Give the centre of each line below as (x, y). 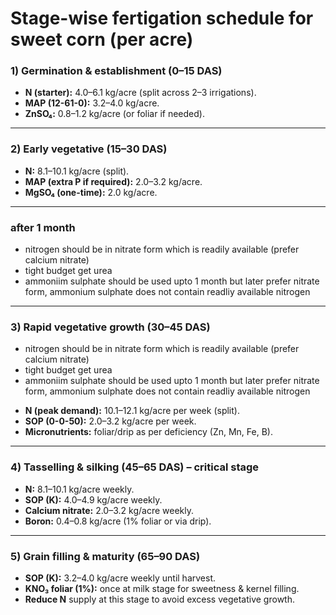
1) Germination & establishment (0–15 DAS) (116, 71)
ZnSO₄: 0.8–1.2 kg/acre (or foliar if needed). (114, 114)
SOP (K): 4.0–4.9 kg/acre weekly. (93, 499)
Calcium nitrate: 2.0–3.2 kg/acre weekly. (109, 510)
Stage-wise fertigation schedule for (162, 18)
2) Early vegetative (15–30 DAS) (89, 149)
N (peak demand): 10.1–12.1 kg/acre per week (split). (132, 411)
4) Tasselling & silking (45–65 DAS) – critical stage (135, 467)
